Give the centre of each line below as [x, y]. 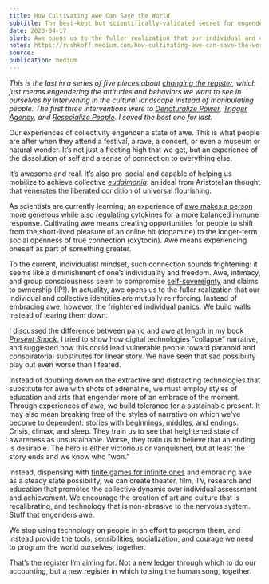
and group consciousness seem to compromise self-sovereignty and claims [134, 281]
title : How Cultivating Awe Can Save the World [90, 16]
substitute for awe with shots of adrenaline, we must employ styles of [123, 388]
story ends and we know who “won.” [69, 456]
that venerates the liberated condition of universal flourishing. [111, 190]
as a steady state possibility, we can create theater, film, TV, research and [131, 480]
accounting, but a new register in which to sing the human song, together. [131, 571]
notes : [20, 46]
